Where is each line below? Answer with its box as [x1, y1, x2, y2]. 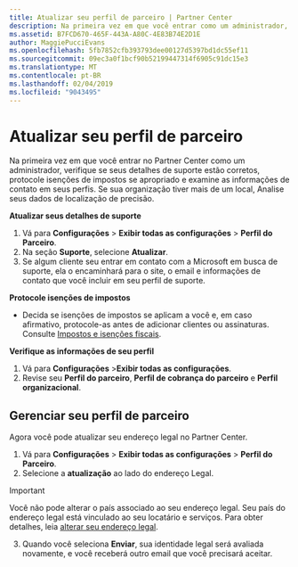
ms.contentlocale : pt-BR [9, 71, 101, 80]
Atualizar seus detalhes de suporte [9, 210, 142, 221]
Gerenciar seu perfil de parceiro [9, 407, 189, 423]
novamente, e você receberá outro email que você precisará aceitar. [21, 548, 273, 559]
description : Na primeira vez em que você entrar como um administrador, [9, 21, 289, 30]
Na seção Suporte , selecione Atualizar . [21, 247, 169, 258]
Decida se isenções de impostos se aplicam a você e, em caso [21, 309, 253, 321]
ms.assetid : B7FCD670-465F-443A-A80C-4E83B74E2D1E [9, 29, 201, 38]
